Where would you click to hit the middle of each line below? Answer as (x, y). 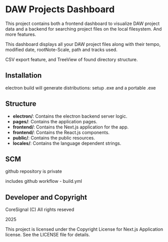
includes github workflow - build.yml (44, 181)
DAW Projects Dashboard (60, 9)
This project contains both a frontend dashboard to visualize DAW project (82, 23)
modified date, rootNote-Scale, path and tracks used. (61, 49)
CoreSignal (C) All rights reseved (40, 209)
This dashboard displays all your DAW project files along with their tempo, (83, 44)
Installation (23, 76)
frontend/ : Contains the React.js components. (61, 132)
